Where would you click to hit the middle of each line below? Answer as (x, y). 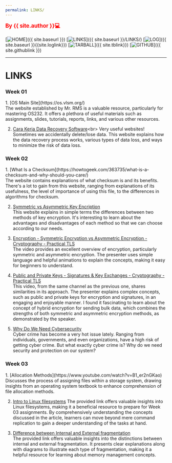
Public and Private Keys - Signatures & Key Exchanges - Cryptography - (89, 275)
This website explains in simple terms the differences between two (83, 212)
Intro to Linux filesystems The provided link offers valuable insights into (88, 401)
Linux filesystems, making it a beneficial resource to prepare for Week (87, 407)
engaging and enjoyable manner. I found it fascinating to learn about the (89, 303)
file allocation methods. (30, 391)
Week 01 (16, 92)
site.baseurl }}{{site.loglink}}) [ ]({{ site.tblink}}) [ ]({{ (83, 45)
